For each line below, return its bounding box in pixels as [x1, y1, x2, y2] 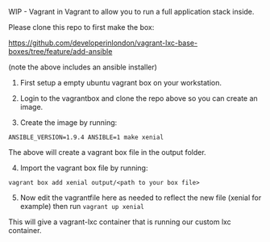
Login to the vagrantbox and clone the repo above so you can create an [19, 94, 258, 103]
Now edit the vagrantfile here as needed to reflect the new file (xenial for [19, 193, 262, 202]
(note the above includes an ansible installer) [8, 62, 157, 72]
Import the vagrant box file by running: [19, 163, 148, 173]
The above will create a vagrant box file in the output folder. [8, 148, 207, 156]
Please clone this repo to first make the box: [8, 23, 155, 31]
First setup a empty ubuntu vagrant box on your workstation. [19, 78, 222, 87]
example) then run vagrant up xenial [19, 202, 145, 211]
